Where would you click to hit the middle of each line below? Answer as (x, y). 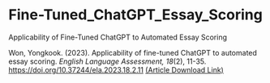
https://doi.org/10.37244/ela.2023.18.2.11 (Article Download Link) (116, 69)
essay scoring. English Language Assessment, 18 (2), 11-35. (107, 61)
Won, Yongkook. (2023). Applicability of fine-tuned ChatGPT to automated (133, 52)
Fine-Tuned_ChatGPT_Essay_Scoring (136, 15)
